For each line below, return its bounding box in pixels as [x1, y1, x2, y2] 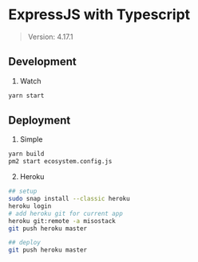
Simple [19, 135, 43, 144]
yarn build [8, 150, 45, 158]
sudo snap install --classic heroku [8, 195, 130, 203]
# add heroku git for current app [8, 209, 124, 217]
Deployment [8, 114, 71, 127]
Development [8, 55, 77, 68]
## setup [8, 187, 38, 196]
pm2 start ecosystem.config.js [8, 158, 113, 166]
